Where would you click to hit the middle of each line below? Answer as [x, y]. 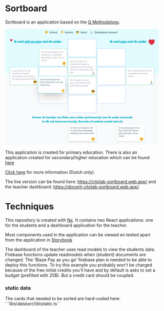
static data [18, 288]
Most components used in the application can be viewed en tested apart [78, 234]
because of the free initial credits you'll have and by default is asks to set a [80, 270]
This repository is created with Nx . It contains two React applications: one [79, 220]
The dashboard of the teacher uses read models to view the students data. [80, 249]
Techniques [30, 207]
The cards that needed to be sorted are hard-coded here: [63, 299]
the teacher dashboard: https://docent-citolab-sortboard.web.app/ [72, 187]
